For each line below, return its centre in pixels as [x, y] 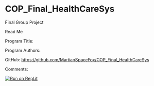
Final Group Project [24, 22]
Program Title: [19, 41]
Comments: [17, 69]
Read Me [14, 31]
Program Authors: [23, 50]
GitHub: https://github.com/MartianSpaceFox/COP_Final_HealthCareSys [77, 59]
